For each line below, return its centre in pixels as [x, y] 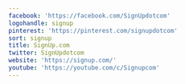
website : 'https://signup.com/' [62, 61]
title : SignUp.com [39, 46]
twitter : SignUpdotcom [46, 53]
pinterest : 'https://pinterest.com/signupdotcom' [93, 30]
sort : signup [30, 38]
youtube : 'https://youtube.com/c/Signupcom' [84, 68]
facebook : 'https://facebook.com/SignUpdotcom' [90, 16]
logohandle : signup [41, 23]
